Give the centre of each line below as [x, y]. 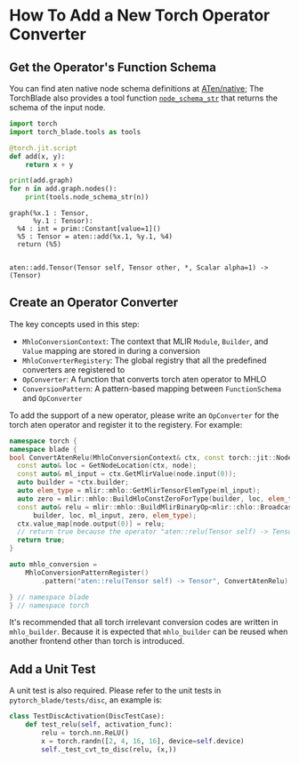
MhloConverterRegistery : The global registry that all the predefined [144, 360]
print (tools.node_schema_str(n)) [87, 197]
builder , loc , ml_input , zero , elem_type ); [115, 515]
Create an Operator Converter [94, 303]
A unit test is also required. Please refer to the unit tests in [115, 691]
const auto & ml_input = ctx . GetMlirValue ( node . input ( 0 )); [127, 474]
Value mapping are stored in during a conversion [111, 350]
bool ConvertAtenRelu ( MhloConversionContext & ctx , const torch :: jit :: [143, 458]
